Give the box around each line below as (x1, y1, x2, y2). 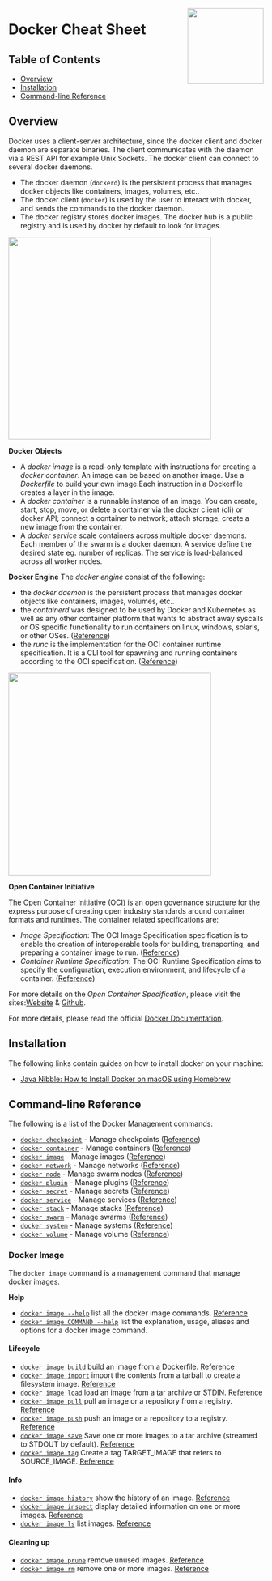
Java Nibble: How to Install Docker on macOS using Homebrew (19, 1074, 231, 1084)
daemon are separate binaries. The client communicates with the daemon (8, 144, 254, 154)
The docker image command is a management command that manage (8, 1268, 240, 1277)
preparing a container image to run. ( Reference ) (19, 948, 181, 957)
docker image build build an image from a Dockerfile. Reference (19, 1362, 235, 1371)
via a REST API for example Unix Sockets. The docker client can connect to (8, 153, 259, 163)
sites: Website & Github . (8, 997, 87, 1008)
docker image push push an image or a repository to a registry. (19, 1413, 228, 1423)
